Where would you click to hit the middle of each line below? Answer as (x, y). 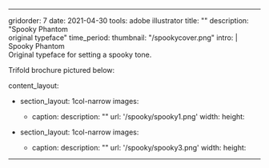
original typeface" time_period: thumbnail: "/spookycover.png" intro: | (123, 38)
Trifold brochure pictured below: (62, 70)
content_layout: (34, 86)
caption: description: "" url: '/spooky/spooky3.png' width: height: (139, 148)
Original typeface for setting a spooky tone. (80, 54)
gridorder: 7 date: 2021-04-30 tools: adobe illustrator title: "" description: (129, 20)
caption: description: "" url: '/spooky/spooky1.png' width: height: (139, 116)
